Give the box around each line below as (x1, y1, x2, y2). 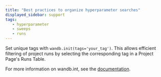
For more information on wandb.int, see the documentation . (5, 66, 131, 72)
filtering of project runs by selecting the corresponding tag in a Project (5, 50, 154, 57)
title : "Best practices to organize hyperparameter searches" (5, 7, 141, 13)
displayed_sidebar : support (5, 12, 65, 17)
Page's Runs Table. (5, 56, 46, 62)
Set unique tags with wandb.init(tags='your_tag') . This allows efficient (5, 45, 156, 51)
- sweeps (12, 27, 31, 32)
